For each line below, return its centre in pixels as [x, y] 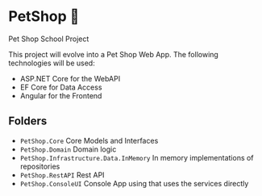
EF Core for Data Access [61, 87]
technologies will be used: [52, 63]
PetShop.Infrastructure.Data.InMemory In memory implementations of [137, 157]
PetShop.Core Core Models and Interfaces [89, 140]
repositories [40, 166]
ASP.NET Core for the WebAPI [70, 78]
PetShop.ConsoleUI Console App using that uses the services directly [134, 183]
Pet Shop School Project [49, 39]
